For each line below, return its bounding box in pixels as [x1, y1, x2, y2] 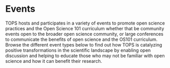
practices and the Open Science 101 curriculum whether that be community [5, 25, 164, 31]
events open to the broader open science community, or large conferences [5, 31, 164, 37]
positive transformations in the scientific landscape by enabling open [5, 47, 151, 53]
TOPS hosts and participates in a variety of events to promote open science [5, 20, 165, 26]
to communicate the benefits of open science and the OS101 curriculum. [5, 36, 158, 42]
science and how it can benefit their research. [5, 58, 102, 64]
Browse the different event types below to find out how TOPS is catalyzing [5, 41, 162, 48]
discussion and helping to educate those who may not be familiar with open [5, 52, 165, 59]
